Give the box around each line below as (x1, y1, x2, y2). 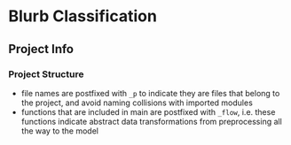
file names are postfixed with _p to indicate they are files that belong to (20, 88, 280, 98)
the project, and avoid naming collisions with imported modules (20, 97, 254, 108)
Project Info (8, 42, 75, 57)
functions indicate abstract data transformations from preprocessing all (20, 116, 283, 126)
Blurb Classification (8, 6, 157, 27)
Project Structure (8, 68, 84, 80)
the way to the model (20, 126, 99, 136)
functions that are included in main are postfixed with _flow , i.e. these (20, 106, 276, 117)
